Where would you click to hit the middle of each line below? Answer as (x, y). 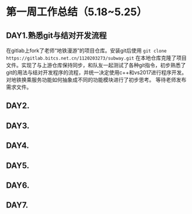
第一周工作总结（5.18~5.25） (77, 12)
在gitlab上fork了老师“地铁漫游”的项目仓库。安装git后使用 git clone (86, 51)
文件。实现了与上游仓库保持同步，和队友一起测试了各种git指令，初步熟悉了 (96, 65)
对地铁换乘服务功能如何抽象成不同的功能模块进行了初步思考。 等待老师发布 (96, 80)
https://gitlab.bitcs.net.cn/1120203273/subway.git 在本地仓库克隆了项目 (96, 58)
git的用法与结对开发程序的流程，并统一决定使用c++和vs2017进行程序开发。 (97, 73)
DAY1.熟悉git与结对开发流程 (56, 35)
